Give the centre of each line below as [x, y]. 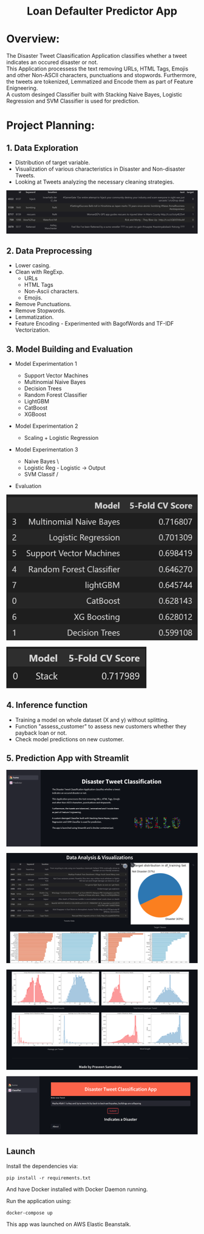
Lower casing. [33, 266]
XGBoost [35, 414]
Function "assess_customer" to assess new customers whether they [100, 726]
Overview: [33, 39]
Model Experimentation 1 [46, 363]
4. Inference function [47, 705]
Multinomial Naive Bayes [55, 382]
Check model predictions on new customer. [70, 739]
